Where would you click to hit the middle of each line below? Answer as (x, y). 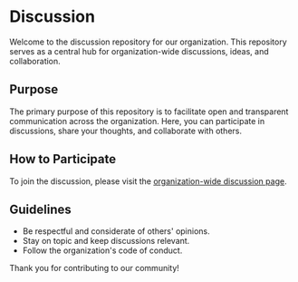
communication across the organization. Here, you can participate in (137, 121)
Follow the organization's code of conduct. (102, 250)
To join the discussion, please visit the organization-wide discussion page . (148, 181)
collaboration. (35, 61)
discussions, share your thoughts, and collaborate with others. (126, 131)
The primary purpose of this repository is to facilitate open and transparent (149, 112)
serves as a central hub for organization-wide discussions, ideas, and (139, 51)
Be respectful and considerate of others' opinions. (116, 231)
